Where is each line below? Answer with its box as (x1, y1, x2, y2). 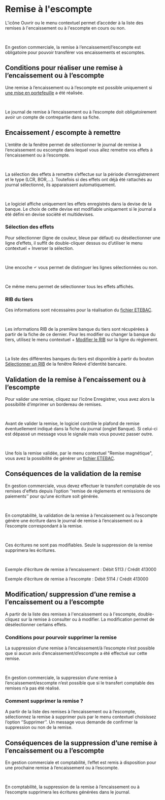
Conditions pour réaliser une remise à (5, 64, 123, 72)
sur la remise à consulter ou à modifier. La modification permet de (21, 616, 155, 622)
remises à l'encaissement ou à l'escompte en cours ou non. (5, 25, 126, 31)
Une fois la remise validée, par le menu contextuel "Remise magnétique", (5, 450, 153, 456)
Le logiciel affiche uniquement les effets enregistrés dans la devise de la (5, 201, 152, 207)
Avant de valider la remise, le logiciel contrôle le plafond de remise (5, 420, 140, 426)
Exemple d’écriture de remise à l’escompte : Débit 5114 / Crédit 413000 (5, 576, 149, 582)
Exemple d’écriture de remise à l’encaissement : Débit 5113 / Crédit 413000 (5, 566, 157, 572)
